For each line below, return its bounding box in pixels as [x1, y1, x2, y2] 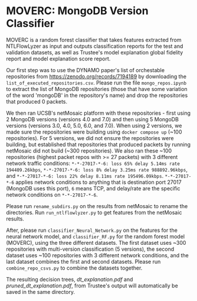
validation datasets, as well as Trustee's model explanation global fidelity [6, 48, 183, 56]
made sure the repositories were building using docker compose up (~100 [6, 128, 182, 135]
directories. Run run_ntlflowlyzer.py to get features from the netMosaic [6, 209, 182, 216]
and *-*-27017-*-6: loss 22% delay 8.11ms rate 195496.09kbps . [6, 172, 164, 179]
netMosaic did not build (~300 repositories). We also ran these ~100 [6, 147, 172, 154]
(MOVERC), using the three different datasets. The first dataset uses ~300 [6, 239, 186, 246]
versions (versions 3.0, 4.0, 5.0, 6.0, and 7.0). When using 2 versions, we [6, 122, 182, 129]
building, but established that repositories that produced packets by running [6, 141, 191, 148]
